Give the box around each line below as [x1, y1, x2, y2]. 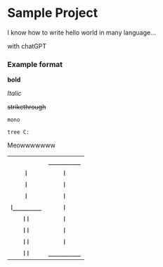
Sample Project [7, 5, 98, 21]
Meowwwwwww [7, 141, 56, 149]
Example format [7, 59, 63, 69]
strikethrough [7, 103, 46, 111]
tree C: [7, 129, 30, 136]
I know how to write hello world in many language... [7, 28, 156, 37]
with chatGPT [7, 42, 47, 50]
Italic [7, 89, 22, 98]
